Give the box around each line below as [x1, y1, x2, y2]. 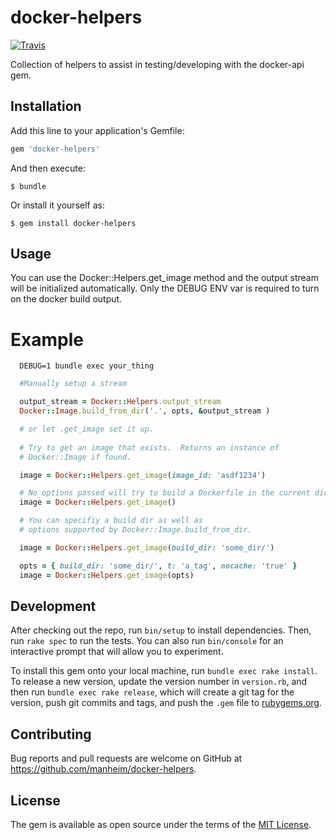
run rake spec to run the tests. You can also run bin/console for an [10, 635, 284, 647]
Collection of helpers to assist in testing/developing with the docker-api [10, 58, 305, 70]
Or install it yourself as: [10, 199, 105, 211]
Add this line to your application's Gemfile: [10, 124, 185, 136]
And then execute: [10, 162, 86, 174]
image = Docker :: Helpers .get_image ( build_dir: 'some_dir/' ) [19, 542, 275, 553]
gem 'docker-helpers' [10, 144, 101, 154]
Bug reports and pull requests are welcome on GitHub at [10, 752, 243, 765]
